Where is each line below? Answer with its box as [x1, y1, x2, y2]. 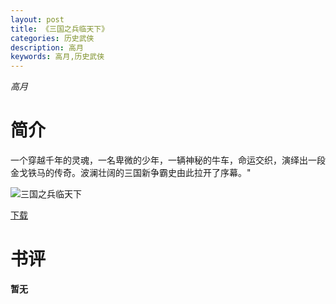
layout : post [10, 14, 65, 25]
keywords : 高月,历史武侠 [10, 52, 105, 62]
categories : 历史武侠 [10, 33, 95, 43]
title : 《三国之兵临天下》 [10, 24, 110, 34]
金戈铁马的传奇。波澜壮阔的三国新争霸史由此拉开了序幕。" [10, 167, 252, 179]
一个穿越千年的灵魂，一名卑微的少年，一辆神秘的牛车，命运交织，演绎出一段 [10, 154, 326, 166]
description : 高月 [10, 42, 84, 53]
